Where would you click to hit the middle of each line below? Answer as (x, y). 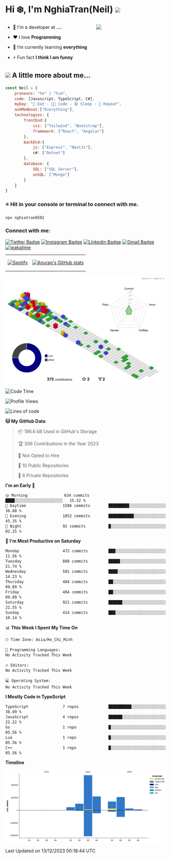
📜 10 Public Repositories (43, 465)
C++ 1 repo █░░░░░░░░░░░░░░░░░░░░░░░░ (86, 748)
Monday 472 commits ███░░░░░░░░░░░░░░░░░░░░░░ (86, 551)
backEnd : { (34, 142)
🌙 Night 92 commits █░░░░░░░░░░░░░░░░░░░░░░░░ (86, 527)
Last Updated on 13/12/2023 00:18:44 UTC (50, 851)
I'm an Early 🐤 (20, 485)
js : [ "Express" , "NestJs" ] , (63, 147)
